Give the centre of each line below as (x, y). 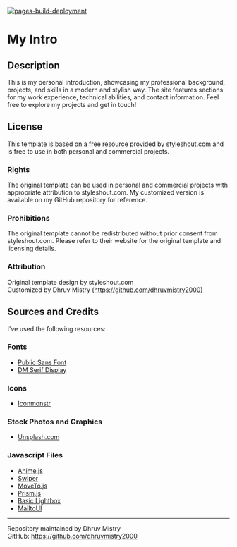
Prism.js (29, 493)
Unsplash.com (38, 437)
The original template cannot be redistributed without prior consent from (113, 233)
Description (34, 65)
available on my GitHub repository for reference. (78, 200)
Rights (19, 169)
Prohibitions (29, 219)
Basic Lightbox (39, 500)
